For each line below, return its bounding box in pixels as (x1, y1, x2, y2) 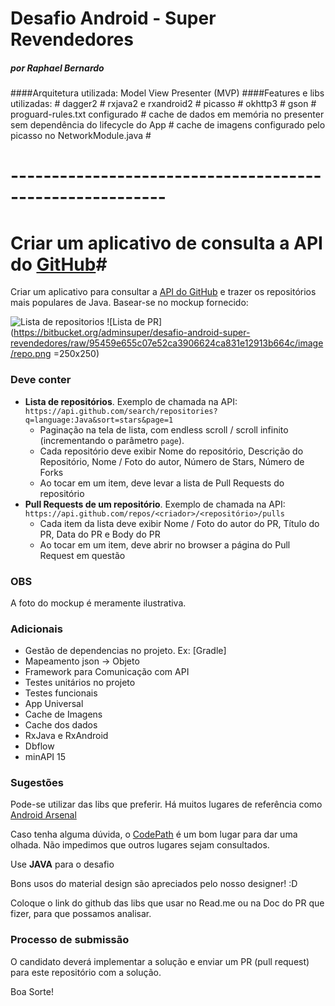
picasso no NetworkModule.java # (10, 130, 152, 142)
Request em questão (39, 549, 126, 561)
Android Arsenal (10, 809, 77, 821)
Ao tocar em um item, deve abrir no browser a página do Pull (39, 538, 291, 551)
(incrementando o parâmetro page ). (39, 434, 185, 446)
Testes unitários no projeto (24, 677, 136, 689)
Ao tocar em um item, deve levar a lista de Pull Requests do (39, 477, 285, 489)
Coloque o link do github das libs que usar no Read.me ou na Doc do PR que (10, 897, 325, 909)
